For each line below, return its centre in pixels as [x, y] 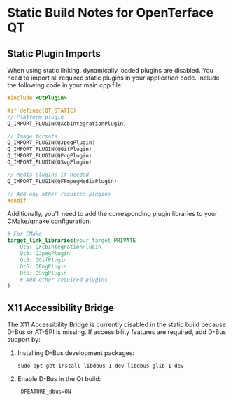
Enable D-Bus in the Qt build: [59, 379]
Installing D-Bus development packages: [76, 353]
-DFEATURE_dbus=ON [44, 392]
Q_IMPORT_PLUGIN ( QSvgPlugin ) [50, 162]
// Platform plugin [36, 117]
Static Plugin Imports [54, 53]
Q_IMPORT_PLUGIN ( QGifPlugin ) [50, 149]
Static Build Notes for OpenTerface [111, 13]
